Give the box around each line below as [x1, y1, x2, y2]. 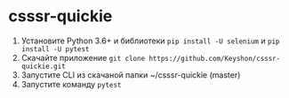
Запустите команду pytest [20, 79, 122, 89]
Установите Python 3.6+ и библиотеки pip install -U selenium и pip [20, 35, 280, 46]
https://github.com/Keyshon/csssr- [149, 54, 281, 63]
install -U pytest [20, 44, 90, 54]
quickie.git [20, 62, 66, 71]
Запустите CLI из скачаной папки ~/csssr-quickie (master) [20, 69, 241, 80]
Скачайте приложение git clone [20, 52, 146, 63]
